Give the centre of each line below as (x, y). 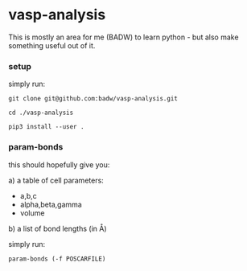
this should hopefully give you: (59, 164)
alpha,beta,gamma (51, 204)
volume (32, 213)
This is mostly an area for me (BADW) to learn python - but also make (123, 37)
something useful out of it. (52, 45)
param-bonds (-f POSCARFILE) (57, 259)
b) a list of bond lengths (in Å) (58, 228)
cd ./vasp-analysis (41, 113)
